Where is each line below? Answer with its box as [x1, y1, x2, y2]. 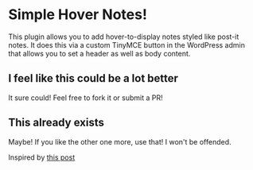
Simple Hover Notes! [8, 6, 147, 24]
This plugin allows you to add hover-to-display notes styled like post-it [8, 32, 239, 41]
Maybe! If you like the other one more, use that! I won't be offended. [8, 137, 232, 146]
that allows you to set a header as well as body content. [8, 48, 191, 58]
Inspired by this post [8, 153, 76, 162]
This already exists [8, 116, 105, 129]
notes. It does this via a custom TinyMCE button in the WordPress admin [8, 40, 245, 49]
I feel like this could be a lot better [8, 71, 179, 85]
